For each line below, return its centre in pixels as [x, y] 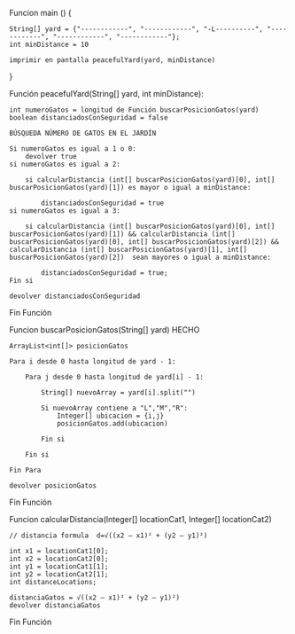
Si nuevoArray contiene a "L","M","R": [115, 408]
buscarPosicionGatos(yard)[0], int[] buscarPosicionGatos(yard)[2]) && [144, 242]
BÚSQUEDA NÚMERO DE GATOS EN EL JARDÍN [83, 133]
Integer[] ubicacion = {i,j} [110, 416]
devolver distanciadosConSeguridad [75, 296]
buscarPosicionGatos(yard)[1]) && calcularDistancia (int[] [123, 234]
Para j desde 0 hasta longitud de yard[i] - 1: [114, 377]
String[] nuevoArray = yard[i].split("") [119, 393]
